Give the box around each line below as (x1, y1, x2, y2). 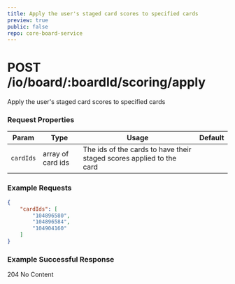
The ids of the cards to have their (83, 144, 192, 154)
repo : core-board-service (7, 29, 83, 37)
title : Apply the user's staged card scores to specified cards (7, 10, 199, 17)
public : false (7, 23, 49, 30)
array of (43, 149, 69, 159)
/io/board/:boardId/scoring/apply (7, 75, 206, 91)
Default (199, 133, 225, 143)
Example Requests (7, 183, 72, 193)
